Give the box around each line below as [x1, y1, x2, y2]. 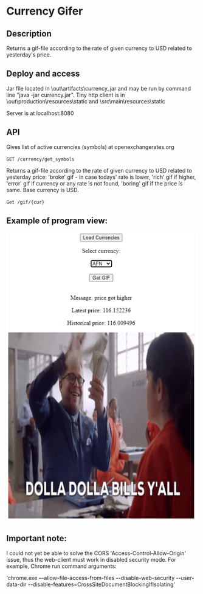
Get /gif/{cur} [6, 199, 45, 205]
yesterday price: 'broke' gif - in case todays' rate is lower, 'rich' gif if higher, [6, 173, 196, 181]
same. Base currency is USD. [6, 186, 79, 193]
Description [6, 29, 52, 39]
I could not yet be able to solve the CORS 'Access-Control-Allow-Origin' [6, 549, 187, 557]
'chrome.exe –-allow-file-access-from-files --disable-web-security [6, 574, 175, 581]
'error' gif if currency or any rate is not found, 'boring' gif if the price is [6, 179, 183, 187]
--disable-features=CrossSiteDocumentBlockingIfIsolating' [27, 581, 175, 588]
